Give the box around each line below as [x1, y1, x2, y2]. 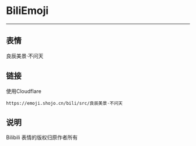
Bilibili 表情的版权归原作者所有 [6, 134, 78, 141]
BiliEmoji [6, 4, 49, 17]
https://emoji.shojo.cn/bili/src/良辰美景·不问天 [6, 100, 123, 106]
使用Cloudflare [6, 87, 42, 94]
